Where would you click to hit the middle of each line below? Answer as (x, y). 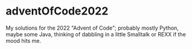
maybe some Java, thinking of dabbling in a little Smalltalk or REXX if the (96, 34)
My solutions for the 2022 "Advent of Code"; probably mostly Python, (92, 28)
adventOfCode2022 (57, 11)
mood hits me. (24, 41)
